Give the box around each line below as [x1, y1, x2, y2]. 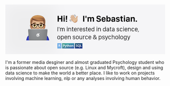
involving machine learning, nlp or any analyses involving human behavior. [5, 75, 161, 81]
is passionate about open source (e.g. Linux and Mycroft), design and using [5, 64, 163, 70]
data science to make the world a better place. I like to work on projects [5, 70, 155, 76]
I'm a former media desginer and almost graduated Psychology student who [5, 59, 164, 65]
